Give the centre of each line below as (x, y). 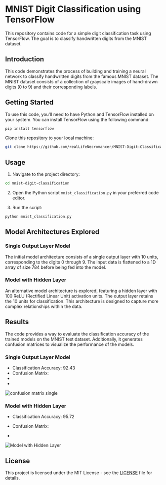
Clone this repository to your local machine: (49, 138)
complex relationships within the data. (44, 306)
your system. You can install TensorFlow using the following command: (77, 119)
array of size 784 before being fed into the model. (56, 267)
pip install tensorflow (30, 129)
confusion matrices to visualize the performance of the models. (70, 344)
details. (13, 478)
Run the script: (27, 207)
